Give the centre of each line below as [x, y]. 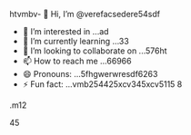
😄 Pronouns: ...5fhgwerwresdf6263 [90, 74]
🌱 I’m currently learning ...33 [75, 41]
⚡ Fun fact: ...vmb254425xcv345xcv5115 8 [102, 84]
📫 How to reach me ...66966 [77, 61]
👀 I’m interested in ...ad [65, 31]
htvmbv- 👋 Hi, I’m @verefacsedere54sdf [85, 14]
